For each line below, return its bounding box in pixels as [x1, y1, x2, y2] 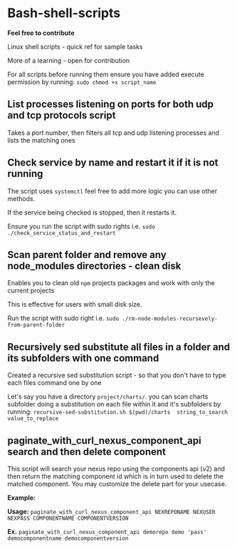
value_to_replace [7, 415, 59, 422]
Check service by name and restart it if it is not [7, 157, 218, 169]
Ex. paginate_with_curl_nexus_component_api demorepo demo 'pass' [7, 528, 207, 535]
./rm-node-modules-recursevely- [122, 315, 218, 322]
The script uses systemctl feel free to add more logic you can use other [7, 187, 218, 195]
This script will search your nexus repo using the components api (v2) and [7, 465, 226, 473]
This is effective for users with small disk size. [7, 300, 142, 309]
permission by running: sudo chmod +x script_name [7, 77, 157, 86]
